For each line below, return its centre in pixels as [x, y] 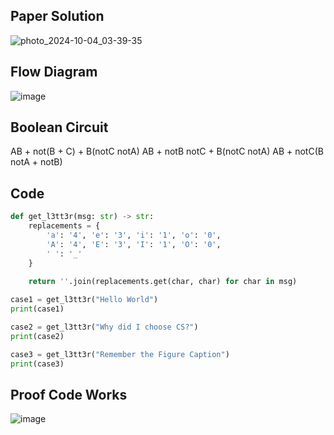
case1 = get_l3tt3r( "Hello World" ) [84, 300]
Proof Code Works [69, 394]
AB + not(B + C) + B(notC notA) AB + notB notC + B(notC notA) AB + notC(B [167, 151]
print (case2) [37, 336]
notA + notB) [36, 162]
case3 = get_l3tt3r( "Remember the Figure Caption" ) [120, 354]
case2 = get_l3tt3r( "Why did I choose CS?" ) [104, 327]
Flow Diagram [54, 72]
